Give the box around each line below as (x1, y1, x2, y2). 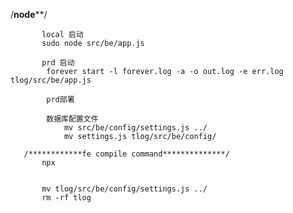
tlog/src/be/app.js (10, 75, 92, 85)
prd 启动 (41, 58, 75, 68)
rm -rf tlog (41, 193, 92, 203)
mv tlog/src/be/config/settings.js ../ (41, 184, 208, 194)
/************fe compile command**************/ (23, 149, 230, 159)
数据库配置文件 (46, 114, 99, 124)
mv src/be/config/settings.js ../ (63, 123, 208, 133)
